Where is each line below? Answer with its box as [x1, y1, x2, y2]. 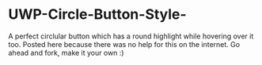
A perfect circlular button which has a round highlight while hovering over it [8, 31, 254, 41]
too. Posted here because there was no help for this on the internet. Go [8, 39, 240, 49]
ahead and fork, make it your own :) [8, 48, 124, 57]
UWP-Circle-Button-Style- [8, 5, 188, 23]
